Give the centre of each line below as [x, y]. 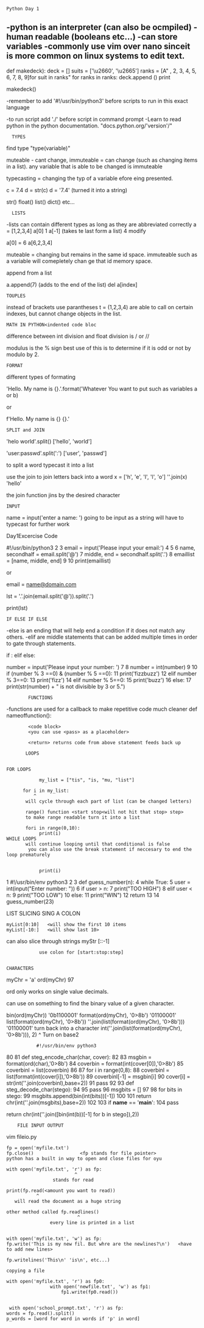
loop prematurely [28, 855]
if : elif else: [21, 655]
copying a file [26, 1271]
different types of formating [41, 377]
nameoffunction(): [29, 715]
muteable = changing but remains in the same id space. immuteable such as [102, 254]
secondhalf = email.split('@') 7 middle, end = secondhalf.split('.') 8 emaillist [100, 554]
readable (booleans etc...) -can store [106, 37]
